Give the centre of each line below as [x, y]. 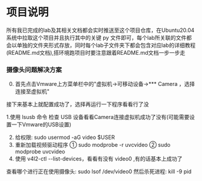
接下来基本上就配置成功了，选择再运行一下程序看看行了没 [77, 104]
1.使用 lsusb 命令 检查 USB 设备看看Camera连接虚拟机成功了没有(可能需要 [98, 117]
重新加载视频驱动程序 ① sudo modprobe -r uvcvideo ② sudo [93, 145]
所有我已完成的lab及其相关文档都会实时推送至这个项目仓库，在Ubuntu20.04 [100, 30]
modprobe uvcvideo [40, 152]
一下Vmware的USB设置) [41, 124]
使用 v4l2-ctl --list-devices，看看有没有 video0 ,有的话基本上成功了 [99, 159]
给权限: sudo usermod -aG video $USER [65, 137]
